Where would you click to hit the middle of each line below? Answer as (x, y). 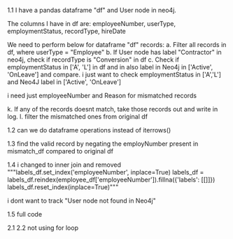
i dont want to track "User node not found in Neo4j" (82, 200)
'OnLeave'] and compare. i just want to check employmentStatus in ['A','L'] (114, 74)
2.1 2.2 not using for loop (43, 228)
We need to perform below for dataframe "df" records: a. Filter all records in (117, 45)
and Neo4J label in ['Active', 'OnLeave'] (64, 82)
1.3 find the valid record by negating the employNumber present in (103, 144)
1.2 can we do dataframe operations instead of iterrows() (89, 130)
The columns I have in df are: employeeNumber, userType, (92, 23)
